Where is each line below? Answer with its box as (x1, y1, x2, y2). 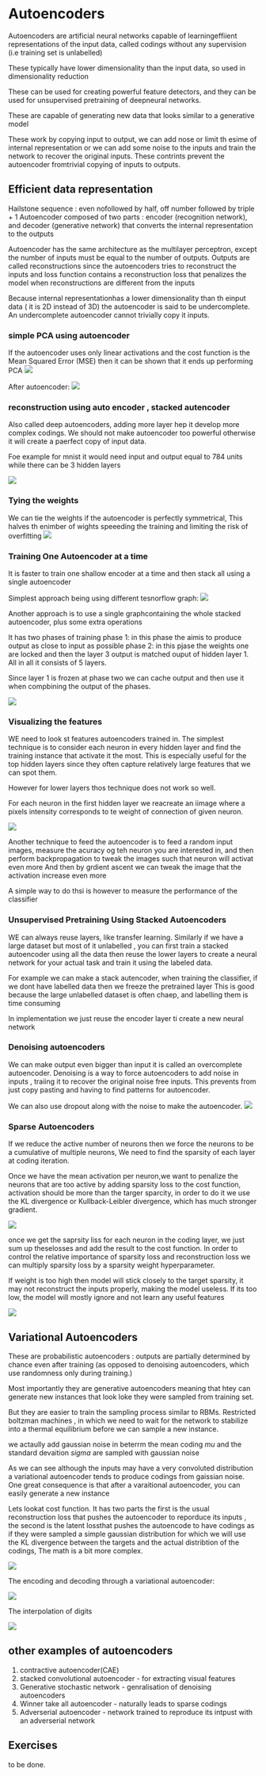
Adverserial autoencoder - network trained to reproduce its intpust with (19, 1707, 253, 1717)
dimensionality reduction (8, 71, 89, 81)
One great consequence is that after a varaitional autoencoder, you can (8, 1480, 241, 1489)
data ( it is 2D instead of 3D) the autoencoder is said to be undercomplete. (8, 302, 251, 311)
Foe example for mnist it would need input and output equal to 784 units (8, 452, 243, 462)
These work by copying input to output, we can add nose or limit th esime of (8, 134, 257, 143)
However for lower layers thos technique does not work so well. (8, 783, 216, 793)
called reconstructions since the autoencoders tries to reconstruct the (8, 261, 237, 270)
